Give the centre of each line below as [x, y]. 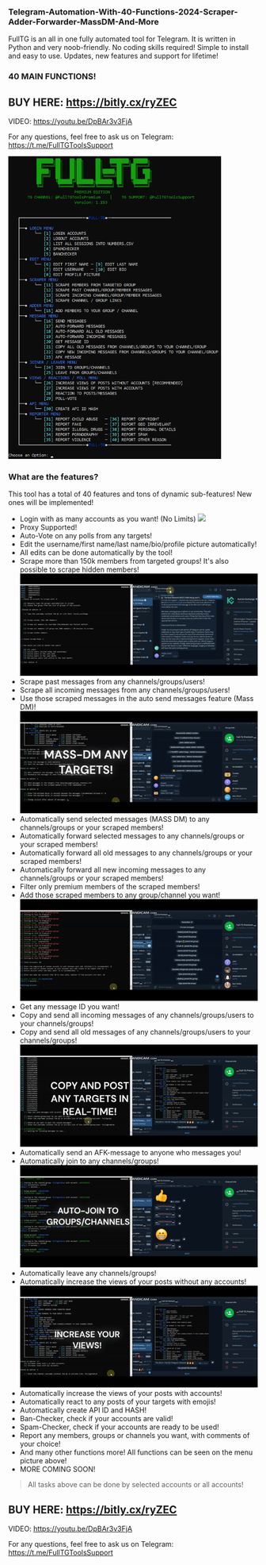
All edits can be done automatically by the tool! [96, 553]
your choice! [40, 1444]
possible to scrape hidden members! [80, 569]
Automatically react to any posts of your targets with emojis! [118, 1402]
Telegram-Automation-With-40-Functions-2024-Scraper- [123, 12]
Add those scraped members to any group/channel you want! [120, 895]
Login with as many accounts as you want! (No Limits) [108, 519]
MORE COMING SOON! [57, 1469]
